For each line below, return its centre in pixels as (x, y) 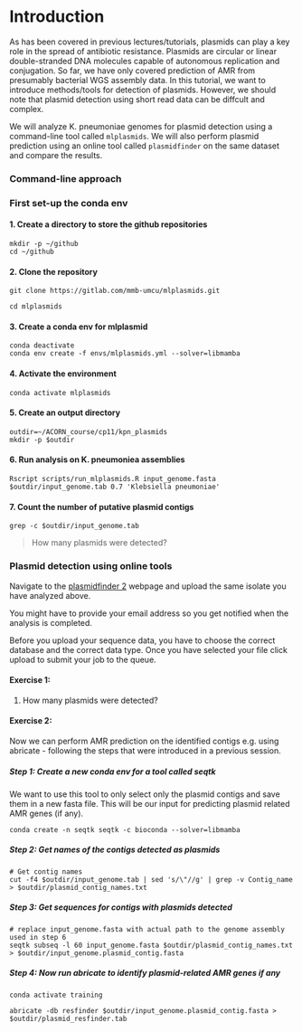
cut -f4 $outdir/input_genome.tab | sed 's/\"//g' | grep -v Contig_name (151, 879)
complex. (27, 109)
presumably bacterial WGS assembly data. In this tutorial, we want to (138, 80)
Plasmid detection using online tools (91, 566)
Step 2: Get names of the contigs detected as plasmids (115, 850)
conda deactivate (42, 346)
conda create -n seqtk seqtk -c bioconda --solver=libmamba (125, 829)
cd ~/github (32, 251)
